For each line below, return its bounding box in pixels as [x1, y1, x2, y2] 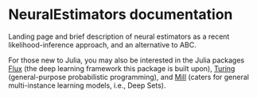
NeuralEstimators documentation [8, 6, 233, 24]
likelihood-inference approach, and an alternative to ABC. [8, 40, 197, 49]
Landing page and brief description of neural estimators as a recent [8, 32, 230, 41]
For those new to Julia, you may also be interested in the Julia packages [8, 55, 245, 65]
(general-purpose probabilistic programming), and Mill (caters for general [8, 72, 249, 81]
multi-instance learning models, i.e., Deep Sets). [8, 81, 166, 90]
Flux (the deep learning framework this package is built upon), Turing [8, 63, 236, 73]
